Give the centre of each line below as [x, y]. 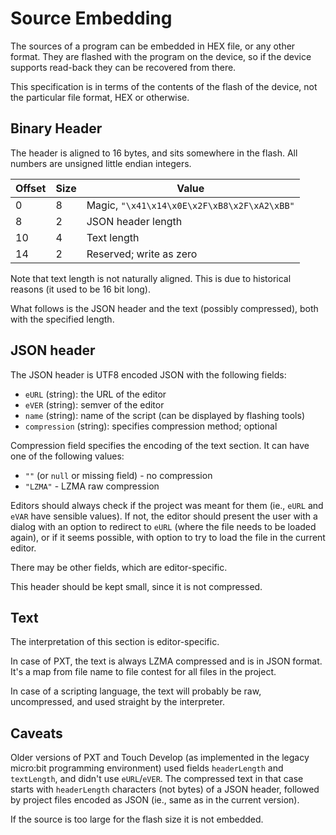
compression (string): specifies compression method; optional [151, 426]
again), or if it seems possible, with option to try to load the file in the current [168, 537]
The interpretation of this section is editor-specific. [115, 642]
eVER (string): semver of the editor [94, 404]
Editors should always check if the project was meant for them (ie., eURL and [167, 505]
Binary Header [56, 128]
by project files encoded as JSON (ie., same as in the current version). [155, 800]
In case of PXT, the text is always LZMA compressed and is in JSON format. [166, 661]
